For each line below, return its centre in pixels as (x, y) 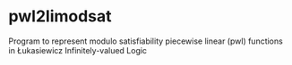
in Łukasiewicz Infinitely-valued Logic (78, 50)
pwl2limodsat (60, 16)
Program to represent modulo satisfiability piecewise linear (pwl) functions (146, 41)
